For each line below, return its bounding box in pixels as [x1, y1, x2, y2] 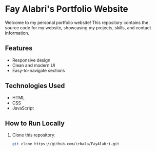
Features [5, 44, 33, 52]
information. [5, 30, 30, 36]
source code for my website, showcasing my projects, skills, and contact [5, 24, 151, 30]
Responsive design [12, 57, 51, 63]
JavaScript [12, 105, 34, 111]
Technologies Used [5, 82, 65, 90]
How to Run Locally [5, 119, 65, 128]
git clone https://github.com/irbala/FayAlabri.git [12, 142, 119, 147]
